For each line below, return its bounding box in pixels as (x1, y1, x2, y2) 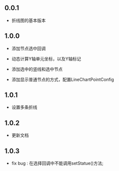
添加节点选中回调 (11, 45, 46, 51)
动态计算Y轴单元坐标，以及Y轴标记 (11, 56, 81, 61)
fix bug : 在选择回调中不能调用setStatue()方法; (11, 160, 104, 166)
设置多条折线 (11, 104, 37, 110)
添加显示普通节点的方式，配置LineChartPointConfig (11, 76, 114, 82)
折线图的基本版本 (11, 17, 46, 23)
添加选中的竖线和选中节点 (11, 66, 63, 72)
